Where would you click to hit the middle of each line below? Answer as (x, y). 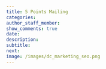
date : (13, 34)
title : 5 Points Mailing (37, 12)
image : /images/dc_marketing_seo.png (53, 56)
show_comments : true (32, 28)
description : (22, 40)
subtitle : (19, 46)
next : (13, 51)
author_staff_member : (33, 23)
